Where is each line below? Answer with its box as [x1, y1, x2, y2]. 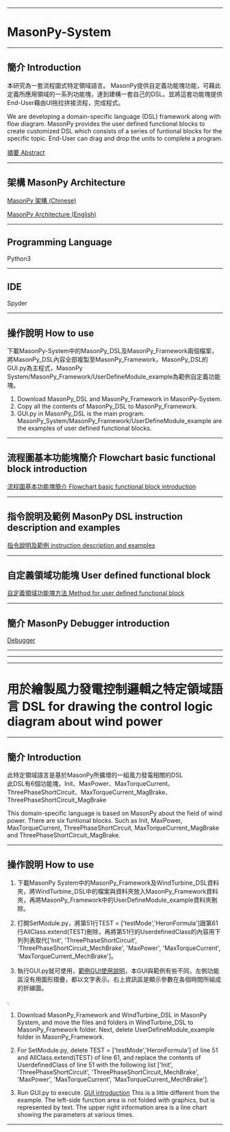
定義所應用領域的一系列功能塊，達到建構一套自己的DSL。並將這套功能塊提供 [7, 90, 222, 98]
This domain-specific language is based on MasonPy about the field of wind [7, 809, 222, 817]
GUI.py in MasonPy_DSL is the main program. [16, 409, 145, 418]
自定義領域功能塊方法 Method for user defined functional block [7, 589, 185, 598]
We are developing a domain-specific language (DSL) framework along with [7, 112, 221, 120]
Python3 [7, 255, 31, 263]
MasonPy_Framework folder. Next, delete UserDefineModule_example [16, 1025, 215, 1034]
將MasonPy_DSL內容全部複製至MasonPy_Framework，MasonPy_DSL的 [7, 355, 209, 363]
